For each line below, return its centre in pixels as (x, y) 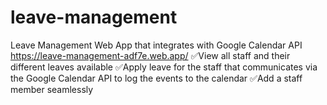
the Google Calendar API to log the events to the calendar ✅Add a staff (156, 78)
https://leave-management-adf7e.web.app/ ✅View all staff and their (150, 55)
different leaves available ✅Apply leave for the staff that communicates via (164, 67)
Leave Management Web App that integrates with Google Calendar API (156, 45)
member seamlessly (52, 89)
